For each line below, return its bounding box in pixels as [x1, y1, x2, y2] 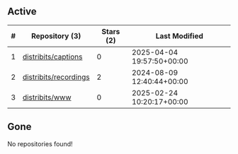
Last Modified [155, 31, 204, 41]
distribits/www [22, 92, 72, 102]
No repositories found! [7, 139, 73, 148]
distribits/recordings [22, 72, 90, 82]
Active [7, 6, 37, 18]
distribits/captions [22, 52, 83, 61]
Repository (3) [31, 31, 81, 41]
